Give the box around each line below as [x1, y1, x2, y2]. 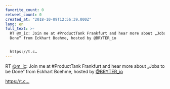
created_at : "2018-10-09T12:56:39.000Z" [5, 17, 92, 22]
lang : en [5, 21, 24, 27]
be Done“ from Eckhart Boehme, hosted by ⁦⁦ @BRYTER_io [5, 68, 123, 74]
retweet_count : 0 [5, 12, 42, 17]
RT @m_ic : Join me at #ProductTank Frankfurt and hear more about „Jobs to [5, 63, 165, 69]
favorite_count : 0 [5, 7, 44, 13]
